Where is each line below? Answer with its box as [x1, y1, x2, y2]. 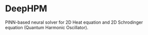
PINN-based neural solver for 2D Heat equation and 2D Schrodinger [5, 19, 143, 25]
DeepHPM [5, 3, 48, 14]
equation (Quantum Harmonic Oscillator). [5, 24, 89, 30]
